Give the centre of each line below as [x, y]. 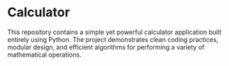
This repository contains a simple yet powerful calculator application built [114, 32]
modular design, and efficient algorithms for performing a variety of [106, 47]
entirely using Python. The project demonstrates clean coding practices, [113, 39]
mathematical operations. [44, 55]
